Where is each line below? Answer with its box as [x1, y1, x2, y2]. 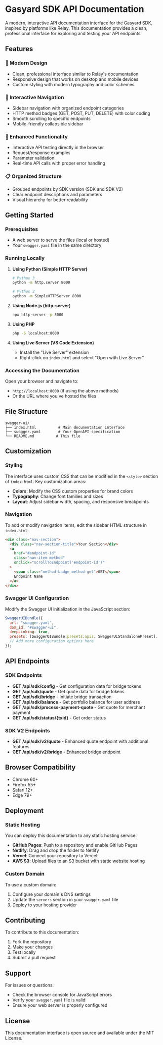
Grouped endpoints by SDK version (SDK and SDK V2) [12, 186, 123, 192]
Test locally [12, 949, 36, 955]
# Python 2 [12, 289, 35, 294]
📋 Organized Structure [5, 173, 62, 180]
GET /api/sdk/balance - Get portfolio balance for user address [12, 699, 140, 705]
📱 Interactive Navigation [5, 94, 64, 101]
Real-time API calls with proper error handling [12, 160, 105, 166]
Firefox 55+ [12, 781, 36, 787]
